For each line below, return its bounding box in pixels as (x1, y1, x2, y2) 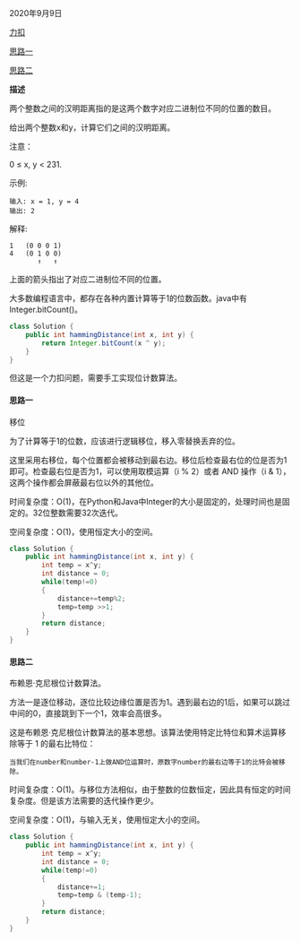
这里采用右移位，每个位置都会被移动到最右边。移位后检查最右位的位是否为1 (9, 454, 287, 465)
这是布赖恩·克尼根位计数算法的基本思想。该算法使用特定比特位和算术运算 (9, 727, 279, 738)
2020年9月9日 (9, 8, 63, 18)
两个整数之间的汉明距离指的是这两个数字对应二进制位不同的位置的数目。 (9, 103, 276, 114)
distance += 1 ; (56, 882, 106, 892)
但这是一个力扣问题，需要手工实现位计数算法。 (9, 373, 182, 384)
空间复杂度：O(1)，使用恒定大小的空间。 (9, 526, 159, 537)
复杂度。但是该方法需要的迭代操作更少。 (9, 796, 159, 807)
